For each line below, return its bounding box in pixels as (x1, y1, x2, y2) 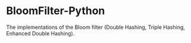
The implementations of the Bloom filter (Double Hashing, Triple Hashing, (6, 24, 185, 31)
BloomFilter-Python (6, 4, 105, 18)
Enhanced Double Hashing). (6, 29, 75, 37)
